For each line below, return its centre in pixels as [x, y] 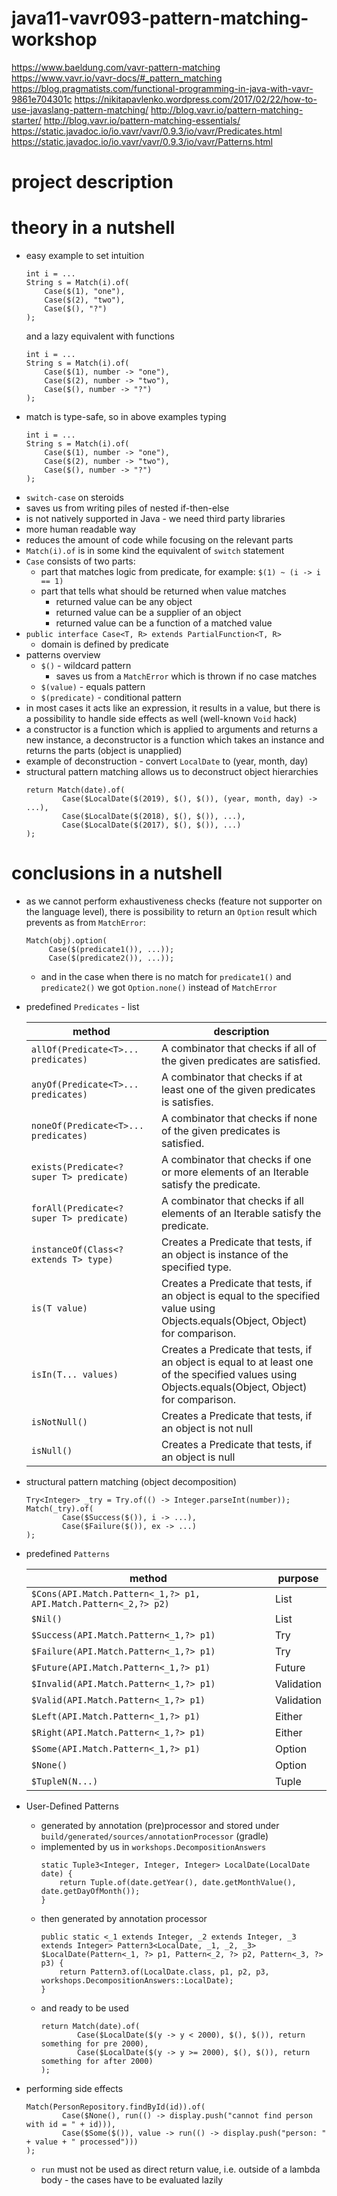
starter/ [26, 120]
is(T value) [59, 1308]
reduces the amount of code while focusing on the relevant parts [159, 540]
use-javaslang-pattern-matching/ [80, 109]
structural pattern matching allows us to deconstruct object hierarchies [172, 772]
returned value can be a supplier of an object [148, 613]
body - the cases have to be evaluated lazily [132, 2180]
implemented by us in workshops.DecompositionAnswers [153, 1846]
